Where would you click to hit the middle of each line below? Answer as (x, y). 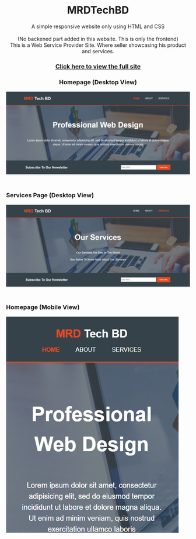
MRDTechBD (98, 10)
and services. (98, 51)
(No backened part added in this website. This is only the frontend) (98, 39)
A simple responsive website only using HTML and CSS (98, 26)
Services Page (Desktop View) (50, 195)
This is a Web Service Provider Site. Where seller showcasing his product (98, 45)
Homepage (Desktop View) (98, 82)
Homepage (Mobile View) (43, 307)
